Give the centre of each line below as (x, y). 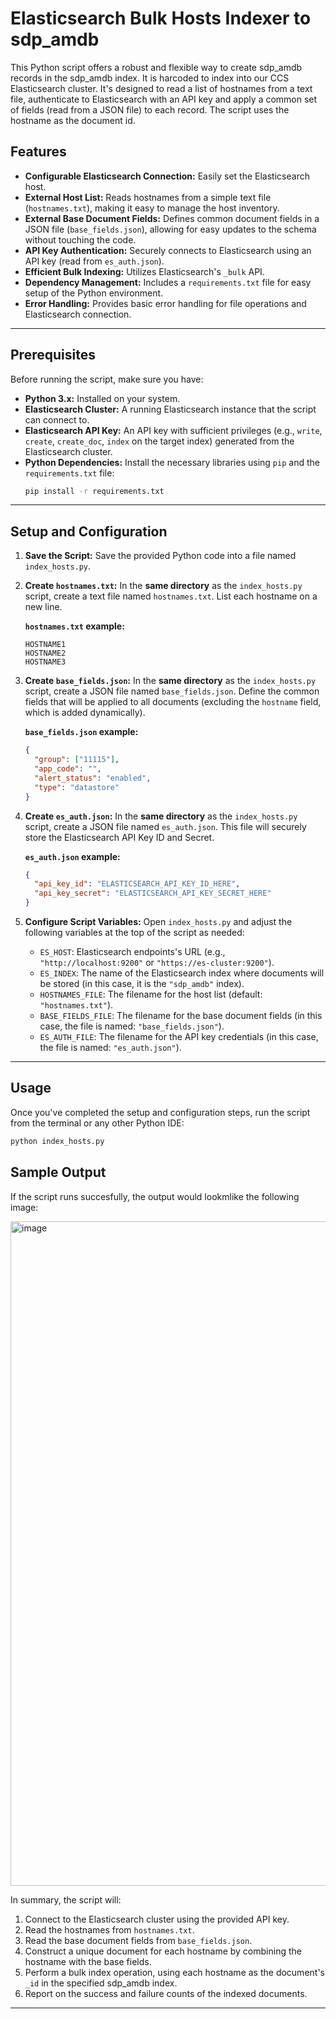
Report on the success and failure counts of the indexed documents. (166, 1993)
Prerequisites (53, 355)
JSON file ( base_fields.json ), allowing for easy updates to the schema (170, 229)
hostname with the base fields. (88, 1961)
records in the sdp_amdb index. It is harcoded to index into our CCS (150, 78)
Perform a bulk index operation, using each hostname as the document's (174, 1972)
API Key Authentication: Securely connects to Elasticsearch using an (168, 250)
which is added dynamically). (85, 713)
